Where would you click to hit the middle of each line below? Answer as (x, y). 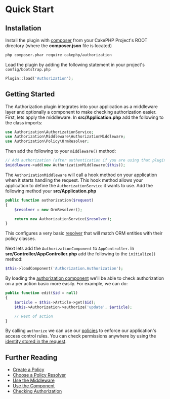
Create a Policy (28, 370)
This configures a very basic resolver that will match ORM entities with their (84, 233)
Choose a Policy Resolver (39, 375)
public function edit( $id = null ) (42, 293)
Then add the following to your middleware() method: (61, 151)
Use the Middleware (33, 380)
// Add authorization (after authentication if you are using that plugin (86, 160)
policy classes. (21, 239)
